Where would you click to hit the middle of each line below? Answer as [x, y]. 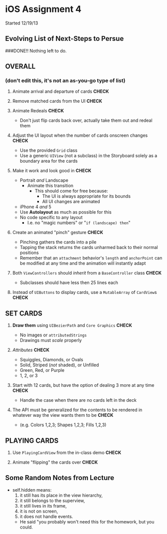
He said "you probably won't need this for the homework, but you [87, 522]
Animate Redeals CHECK [38, 111]
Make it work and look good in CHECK [52, 171]
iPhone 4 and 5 [35, 207]
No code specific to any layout [51, 218]
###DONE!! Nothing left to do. [36, 50]
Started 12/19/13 [22, 23]
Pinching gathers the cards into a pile [58, 242]
